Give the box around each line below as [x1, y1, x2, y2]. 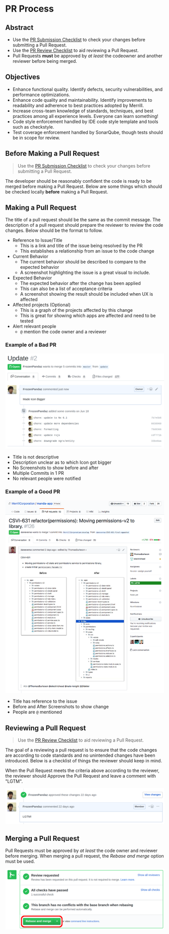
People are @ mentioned [12, 709, 62, 715]
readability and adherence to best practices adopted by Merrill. [12, 102, 144, 108]
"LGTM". [5, 778, 23, 785]
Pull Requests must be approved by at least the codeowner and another [12, 53, 163, 59]
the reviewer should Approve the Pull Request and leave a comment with [5, 773, 156, 779]
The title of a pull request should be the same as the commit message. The [5, 217, 161, 223]
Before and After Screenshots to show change [12, 704, 109, 710]
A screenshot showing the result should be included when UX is [20, 291, 153, 297]
